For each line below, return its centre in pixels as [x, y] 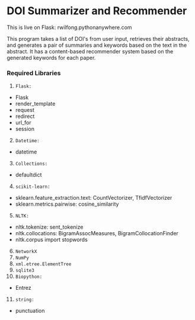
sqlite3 [25, 271]
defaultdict [28, 175]
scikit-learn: [33, 187]
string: [25, 300]
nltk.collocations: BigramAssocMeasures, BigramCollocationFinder [97, 233]
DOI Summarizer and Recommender [97, 11]
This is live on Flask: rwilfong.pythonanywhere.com [69, 27]
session [25, 129]
